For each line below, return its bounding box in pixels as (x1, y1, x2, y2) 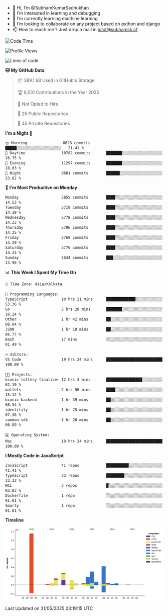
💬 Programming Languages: (5, 292, 59, 297)
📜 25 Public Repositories (17, 111, 69, 117)
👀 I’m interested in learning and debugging (12, 10, 100, 16)
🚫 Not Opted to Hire (17, 101, 59, 107)
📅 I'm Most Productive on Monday (5, 185, 78, 191)
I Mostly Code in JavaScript (5, 453, 64, 459)
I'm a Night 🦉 (5, 130, 33, 136)
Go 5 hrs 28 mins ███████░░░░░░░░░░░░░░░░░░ (5, 307, 163, 312)
